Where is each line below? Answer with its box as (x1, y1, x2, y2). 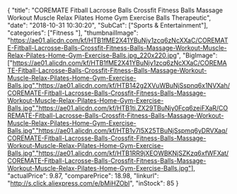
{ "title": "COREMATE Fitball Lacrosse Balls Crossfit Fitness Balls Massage (7, 6, 223, 14)
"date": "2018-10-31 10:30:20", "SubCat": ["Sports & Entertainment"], (7, 21, 209, 29)
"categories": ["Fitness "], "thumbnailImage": (7, 28, 139, 37)
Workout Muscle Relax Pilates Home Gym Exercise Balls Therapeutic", (7, 13, 212, 22)
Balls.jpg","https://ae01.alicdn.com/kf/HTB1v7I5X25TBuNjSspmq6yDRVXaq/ (7, 127, 228, 135)
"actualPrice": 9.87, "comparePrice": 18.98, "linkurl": (7, 171, 159, 180)
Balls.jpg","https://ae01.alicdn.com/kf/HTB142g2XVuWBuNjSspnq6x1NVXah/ (7, 81, 231, 89)
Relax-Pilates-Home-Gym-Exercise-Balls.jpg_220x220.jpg (7, 51, 177, 59)
